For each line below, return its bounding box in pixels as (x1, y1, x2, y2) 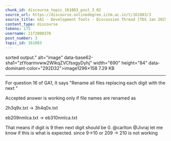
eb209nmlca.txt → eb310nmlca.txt (5, 115, 77, 121)
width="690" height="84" (93, 59, 148, 66)
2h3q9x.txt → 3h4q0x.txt (5, 104, 58, 111)
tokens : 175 (5, 26, 31, 31)
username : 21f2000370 (5, 31, 51, 36)
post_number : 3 (5, 36, 38, 41)
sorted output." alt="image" (5, 54, 63, 60)
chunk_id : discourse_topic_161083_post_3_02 (5, 7, 101, 13)
